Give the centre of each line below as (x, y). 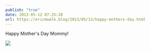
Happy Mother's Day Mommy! (37, 34)
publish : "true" (23, 10)
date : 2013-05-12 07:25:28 (34, 15)
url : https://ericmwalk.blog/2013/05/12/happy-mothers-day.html (76, 19)
